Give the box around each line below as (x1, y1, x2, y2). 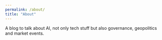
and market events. (5, 30, 44, 36)
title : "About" (5, 12, 36, 17)
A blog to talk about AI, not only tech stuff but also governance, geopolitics (5, 25, 157, 31)
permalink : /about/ (5, 7, 45, 12)
